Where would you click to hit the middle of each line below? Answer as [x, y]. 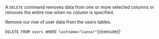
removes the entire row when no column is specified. [60, 12]
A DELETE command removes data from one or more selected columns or [80, 7]
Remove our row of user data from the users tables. [58, 22]
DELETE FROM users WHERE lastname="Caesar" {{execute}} [63, 31]
